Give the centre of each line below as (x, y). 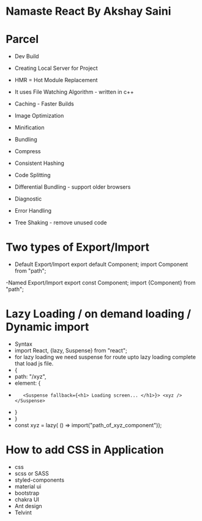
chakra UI (27, 499)
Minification (29, 127)
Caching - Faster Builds (44, 104)
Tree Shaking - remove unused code (61, 222)
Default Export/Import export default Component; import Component (101, 264)
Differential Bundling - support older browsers (73, 187)
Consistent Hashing (39, 163)
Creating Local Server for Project (56, 68)
